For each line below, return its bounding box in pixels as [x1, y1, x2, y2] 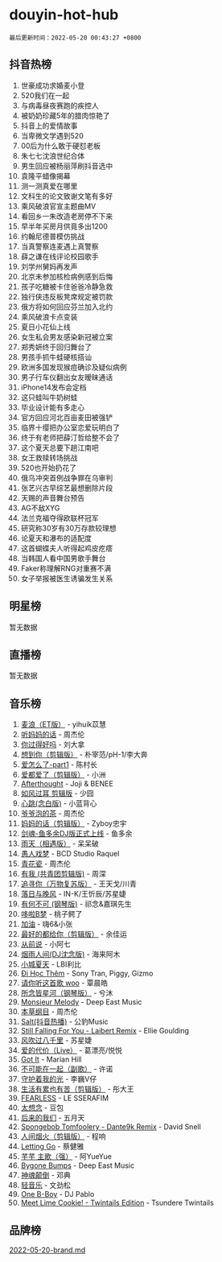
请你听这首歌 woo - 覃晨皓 [20, 978, 109, 988]
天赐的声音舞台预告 [20, 493, 85, 502]
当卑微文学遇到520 [20, 130, 84, 140]
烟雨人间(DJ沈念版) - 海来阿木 [20, 950, 121, 959]
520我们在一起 [20, 90, 70, 100]
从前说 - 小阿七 [20, 939, 72, 949]
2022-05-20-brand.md [9, 1245, 86, 1255]
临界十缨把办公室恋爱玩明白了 [20, 423, 120, 432]
